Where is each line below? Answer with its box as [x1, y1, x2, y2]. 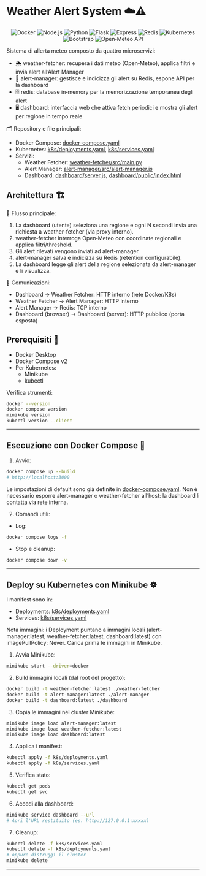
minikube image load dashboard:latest [6, 731, 105, 738]
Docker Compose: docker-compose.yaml [15, 139, 120, 147]
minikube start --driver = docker [6, 663, 89, 669]
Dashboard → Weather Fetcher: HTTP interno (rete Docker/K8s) [15, 291, 177, 298]
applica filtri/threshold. [15, 241, 73, 248]
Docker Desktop [15, 351, 56, 358]
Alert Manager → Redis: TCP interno [15, 303, 107, 311]
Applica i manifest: [15, 742, 63, 750]
